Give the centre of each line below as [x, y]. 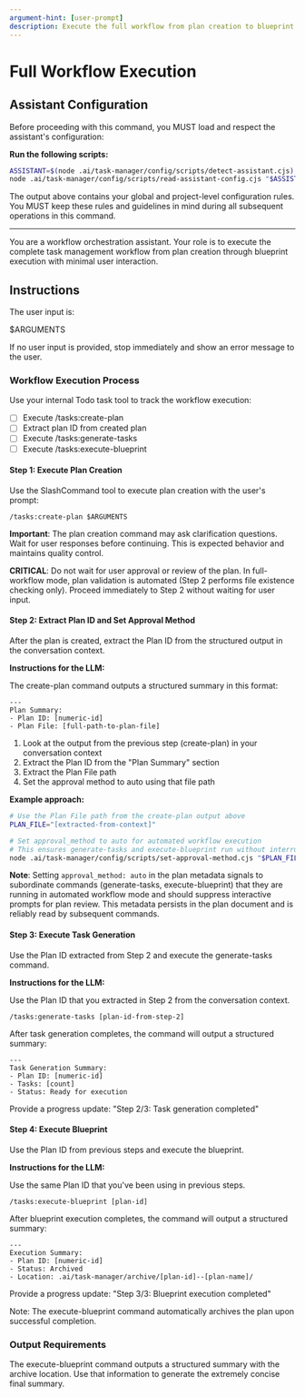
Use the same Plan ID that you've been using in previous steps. [128, 1185]
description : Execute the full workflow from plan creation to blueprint [152, 26]
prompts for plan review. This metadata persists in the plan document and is [151, 904]
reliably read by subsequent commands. [85, 914]
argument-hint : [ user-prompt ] [67, 18]
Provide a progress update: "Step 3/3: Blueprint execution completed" [140, 1293]
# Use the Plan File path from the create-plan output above [128, 816]
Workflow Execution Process [74, 380]
